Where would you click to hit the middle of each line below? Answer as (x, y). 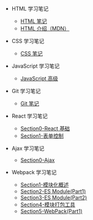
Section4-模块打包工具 (48, 204)
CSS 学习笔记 (28, 41)
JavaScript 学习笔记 (35, 66)
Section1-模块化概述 (44, 185)
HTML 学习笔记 (30, 9)
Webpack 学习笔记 (34, 172)
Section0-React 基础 (45, 129)
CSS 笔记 (31, 54)
